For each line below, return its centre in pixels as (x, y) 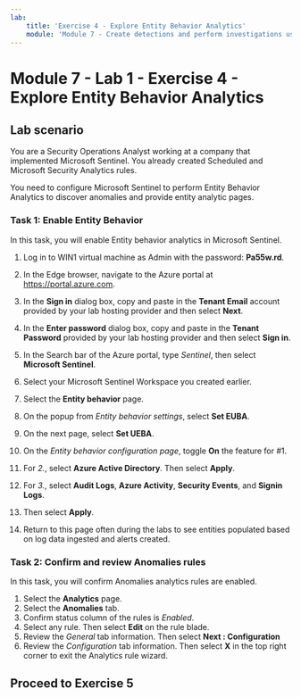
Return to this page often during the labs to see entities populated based (156, 529)
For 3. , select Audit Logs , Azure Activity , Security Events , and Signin (153, 485)
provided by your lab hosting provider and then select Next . (133, 311)
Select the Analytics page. (73, 598)
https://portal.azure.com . (69, 284)
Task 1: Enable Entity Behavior (77, 220)
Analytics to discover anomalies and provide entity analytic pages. (132, 197)
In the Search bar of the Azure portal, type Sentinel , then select (139, 354)
